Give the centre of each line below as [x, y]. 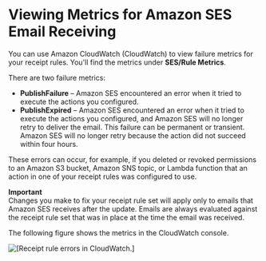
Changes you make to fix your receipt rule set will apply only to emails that [131, 200]
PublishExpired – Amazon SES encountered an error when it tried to [132, 110]
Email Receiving [62, 32]
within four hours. [49, 144]
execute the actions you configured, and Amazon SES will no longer [131, 118]
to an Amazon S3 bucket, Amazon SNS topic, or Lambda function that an [128, 168]
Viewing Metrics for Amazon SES [120, 15]
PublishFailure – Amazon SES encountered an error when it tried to [131, 93]
